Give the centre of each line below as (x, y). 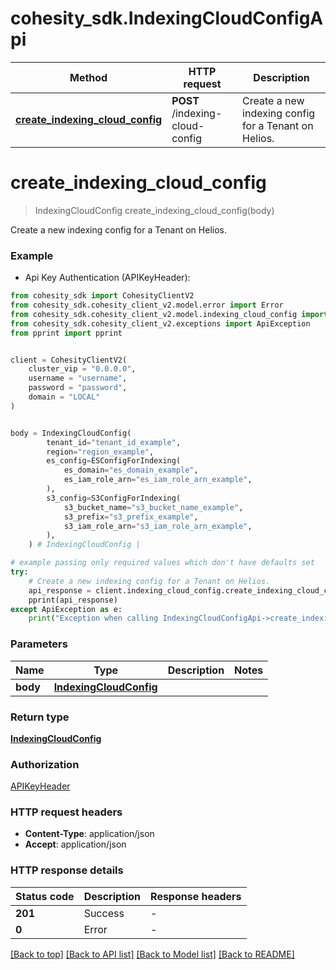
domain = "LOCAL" (64, 397)
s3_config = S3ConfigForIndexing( (114, 498)
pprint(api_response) (73, 600)
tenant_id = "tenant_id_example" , (114, 442)
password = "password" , (78, 388)
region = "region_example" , (100, 452)
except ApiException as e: (66, 609)
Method (88, 77)
